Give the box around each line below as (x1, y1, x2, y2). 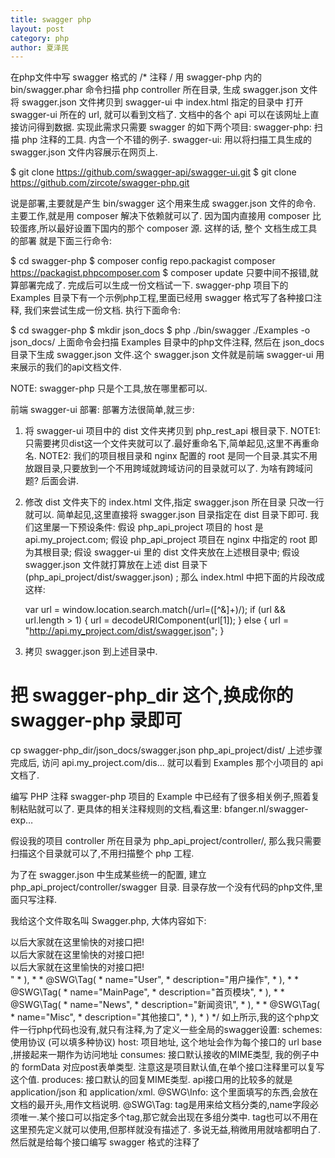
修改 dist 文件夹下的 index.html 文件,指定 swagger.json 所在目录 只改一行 (24, 496, 325, 508)
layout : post (10, 24, 65, 34)
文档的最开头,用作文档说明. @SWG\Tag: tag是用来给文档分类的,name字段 (10, 1099, 311, 1111)
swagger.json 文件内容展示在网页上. (10, 146, 158, 158)
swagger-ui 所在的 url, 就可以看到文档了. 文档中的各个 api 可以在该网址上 (10, 109, 311, 121)
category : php (10, 33, 70, 43)
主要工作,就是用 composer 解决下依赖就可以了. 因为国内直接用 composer (10, 210, 310, 222)
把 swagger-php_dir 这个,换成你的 (10, 684, 294, 707)
